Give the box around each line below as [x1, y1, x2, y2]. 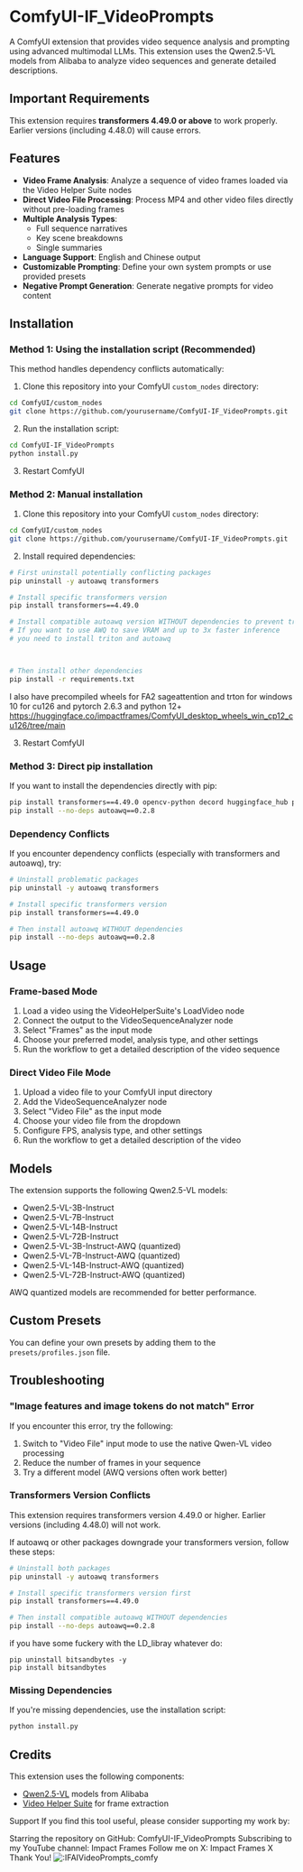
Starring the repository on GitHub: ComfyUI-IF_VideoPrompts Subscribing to [9, 1833, 293, 1844]
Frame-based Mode [9, 985, 97, 997]
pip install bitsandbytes [9, 1663, 106, 1673]
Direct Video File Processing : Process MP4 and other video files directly [22, 194, 294, 205]
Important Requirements [9, 91, 151, 107]
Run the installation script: [22, 423, 120, 434]
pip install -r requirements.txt [9, 674, 135, 683]
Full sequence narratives [35, 223, 128, 234]
